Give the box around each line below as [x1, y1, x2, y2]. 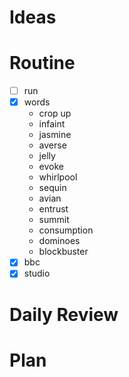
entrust [38, 203, 69, 215]
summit [38, 214, 70, 226]
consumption [38, 224, 94, 236]
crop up [38, 107, 72, 120]
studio [23, 267, 51, 280]
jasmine [38, 129, 72, 141]
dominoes [38, 235, 81, 247]
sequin [38, 182, 67, 194]
